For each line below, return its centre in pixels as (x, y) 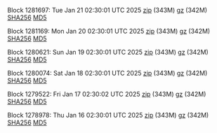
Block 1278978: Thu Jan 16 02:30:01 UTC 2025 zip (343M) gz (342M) (108, 115)
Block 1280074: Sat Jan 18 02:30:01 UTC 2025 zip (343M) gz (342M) (107, 73)
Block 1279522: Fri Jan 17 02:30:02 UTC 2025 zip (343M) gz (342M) (107, 94)
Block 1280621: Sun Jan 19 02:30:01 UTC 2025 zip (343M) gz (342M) (108, 52)
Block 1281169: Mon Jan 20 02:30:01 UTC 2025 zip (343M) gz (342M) (109, 31)
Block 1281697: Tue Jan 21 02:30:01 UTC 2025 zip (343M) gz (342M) (107, 10)
